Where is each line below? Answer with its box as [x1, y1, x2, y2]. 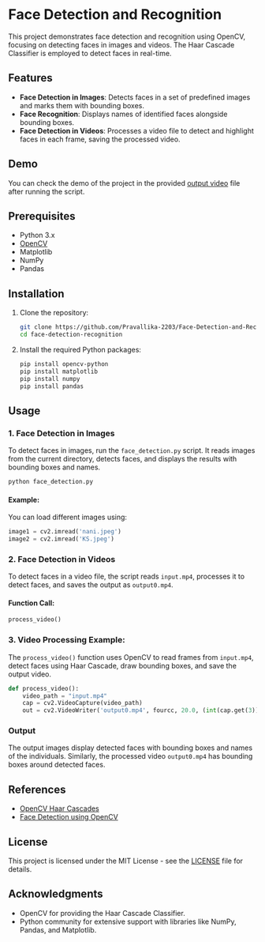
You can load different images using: [8, 512, 128, 522]
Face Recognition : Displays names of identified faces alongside [19, 109, 228, 119]
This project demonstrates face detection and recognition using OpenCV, [8, 32, 246, 41]
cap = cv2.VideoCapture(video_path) [22, 699, 144, 707]
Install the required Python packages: [19, 345, 142, 354]
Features [8, 71, 53, 85]
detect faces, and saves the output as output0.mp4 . [8, 580, 174, 590]
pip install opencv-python [19, 360, 109, 368]
